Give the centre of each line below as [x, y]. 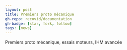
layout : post [19, 10]
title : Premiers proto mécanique [40, 14]
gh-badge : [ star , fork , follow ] [38, 24]
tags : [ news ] [19, 28]
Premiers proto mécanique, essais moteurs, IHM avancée [64, 42]
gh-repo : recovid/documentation [38, 19]
